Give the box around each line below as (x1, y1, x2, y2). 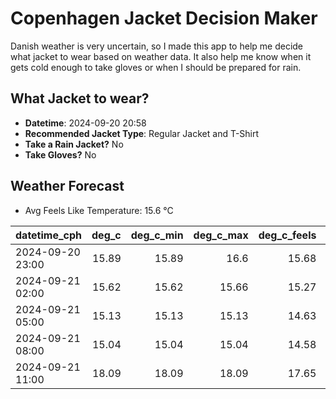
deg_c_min (130, 228, 184, 242)
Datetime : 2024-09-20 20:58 (24, 117, 147, 129)
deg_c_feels (258, 228, 317, 242)
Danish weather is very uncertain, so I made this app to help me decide (10, 40, 304, 52)
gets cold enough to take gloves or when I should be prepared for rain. (10, 61, 302, 73)
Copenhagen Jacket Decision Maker (10, 7, 318, 30)
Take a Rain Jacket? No (24, 138, 124, 150)
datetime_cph (15, 228, 83, 242)
